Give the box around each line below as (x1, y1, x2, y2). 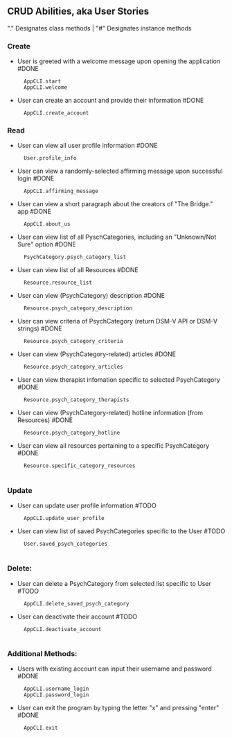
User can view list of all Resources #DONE (17, 266, 139, 274)
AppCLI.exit (24, 725, 58, 732)
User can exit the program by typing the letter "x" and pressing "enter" (17, 704, 220, 712)
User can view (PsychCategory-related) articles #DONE (17, 350, 177, 358)
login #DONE (17, 174, 55, 183)
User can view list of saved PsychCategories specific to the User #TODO (17, 527, 226, 535)
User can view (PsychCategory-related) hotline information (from (17, 409, 204, 417)
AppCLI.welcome (24, 84, 68, 91)
